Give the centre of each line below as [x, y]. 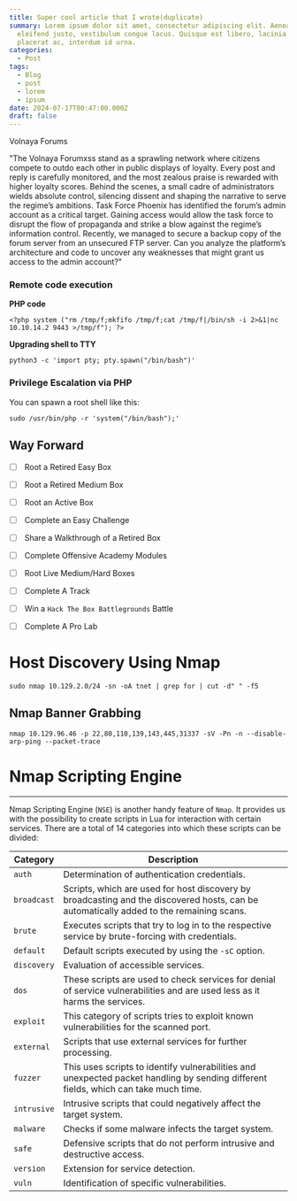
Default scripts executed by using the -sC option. [164, 951]
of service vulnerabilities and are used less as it [162, 990]
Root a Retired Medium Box [74, 484]
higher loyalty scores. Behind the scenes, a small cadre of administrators [142, 187]
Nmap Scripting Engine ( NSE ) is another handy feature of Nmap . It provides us [147, 809]
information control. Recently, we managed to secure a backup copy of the [145, 234]
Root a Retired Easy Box [68, 466]
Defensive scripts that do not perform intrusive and [169, 1143]
